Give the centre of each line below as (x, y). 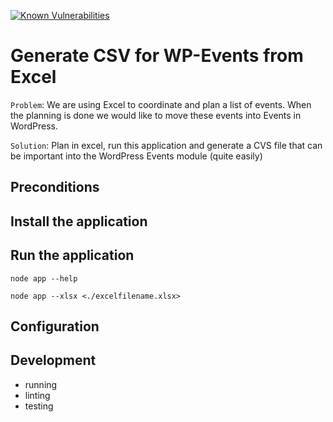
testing (39, 406)
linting (37, 395)
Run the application (72, 255)
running (41, 384)
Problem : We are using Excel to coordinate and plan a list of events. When (161, 104)
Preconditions (55, 187)
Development (53, 360)
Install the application (79, 221)
